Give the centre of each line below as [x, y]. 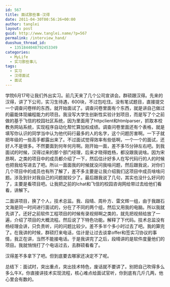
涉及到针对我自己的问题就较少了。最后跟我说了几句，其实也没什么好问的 [89, 177]
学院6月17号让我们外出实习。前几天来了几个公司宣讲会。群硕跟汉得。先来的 [84, 95]
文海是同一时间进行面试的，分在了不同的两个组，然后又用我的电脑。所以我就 [85, 207]
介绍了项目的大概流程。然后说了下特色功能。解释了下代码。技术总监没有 [89, 220]
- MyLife [19, 57]
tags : [11, 66]
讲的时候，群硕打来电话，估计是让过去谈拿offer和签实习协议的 [88, 232]
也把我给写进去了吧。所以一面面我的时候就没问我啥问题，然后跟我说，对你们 [85, 165]
